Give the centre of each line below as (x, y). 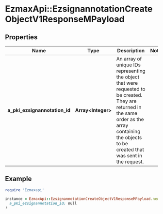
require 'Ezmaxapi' (25, 190)
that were (127, 83)
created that (130, 150)
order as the (130, 119)
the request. (130, 162)
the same (127, 113)
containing (128, 131)
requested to (131, 89)
